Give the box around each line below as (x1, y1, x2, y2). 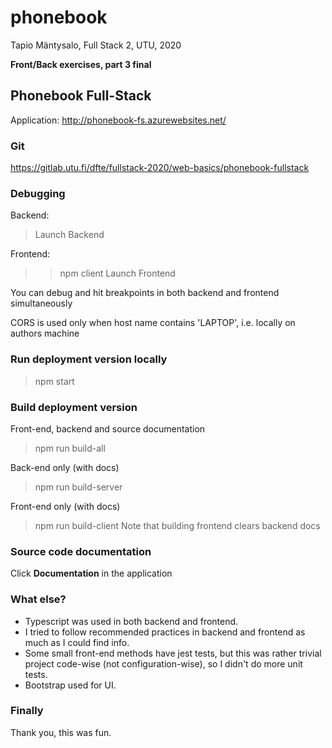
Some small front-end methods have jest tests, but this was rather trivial (24, 647, 322, 659)
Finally (10, 704, 44, 718)
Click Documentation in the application (10, 567, 173, 580)
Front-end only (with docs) (10, 500, 121, 512)
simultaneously (10, 297, 73, 310)
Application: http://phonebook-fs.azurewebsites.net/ (10, 114, 227, 126)
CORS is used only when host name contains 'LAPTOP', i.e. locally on (10, 317, 296, 329)
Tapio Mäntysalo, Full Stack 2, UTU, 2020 (10, 39, 182, 51)
